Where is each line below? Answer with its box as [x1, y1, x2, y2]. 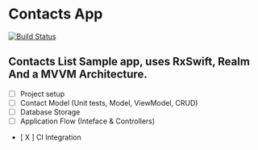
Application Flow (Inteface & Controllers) [19, 116, 156, 126]
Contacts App [8, 5, 103, 23]
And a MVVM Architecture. [8, 68, 148, 81]
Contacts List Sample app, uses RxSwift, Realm [8, 55, 250, 69]
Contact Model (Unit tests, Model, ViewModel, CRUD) [19, 98, 198, 107]
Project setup [19, 89, 65, 98]
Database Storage [19, 106, 81, 117]
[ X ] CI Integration [19, 132, 82, 142]
